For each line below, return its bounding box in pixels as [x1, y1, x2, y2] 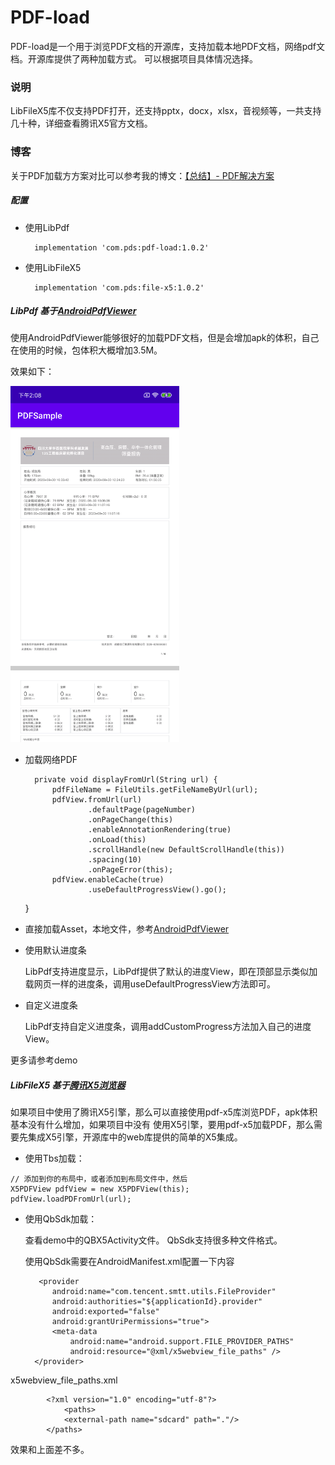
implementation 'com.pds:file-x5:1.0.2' [34, 282, 205, 293]
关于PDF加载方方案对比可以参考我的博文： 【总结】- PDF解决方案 [10, 169, 275, 181]
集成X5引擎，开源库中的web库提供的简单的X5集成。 [27, 1131, 243, 1143]
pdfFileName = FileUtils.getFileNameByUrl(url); [51, 785, 259, 795]
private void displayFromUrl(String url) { [34, 775, 218, 785]
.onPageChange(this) [88, 815, 174, 825]
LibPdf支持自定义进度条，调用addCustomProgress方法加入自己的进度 [24, 1021, 312, 1033]
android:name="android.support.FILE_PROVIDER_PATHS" [69, 1337, 295, 1347]
